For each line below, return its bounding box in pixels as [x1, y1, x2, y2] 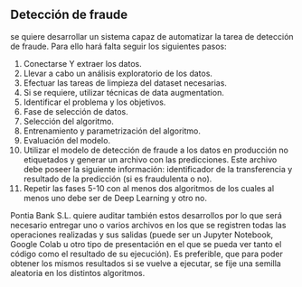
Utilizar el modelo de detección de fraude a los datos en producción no [23, 144, 288, 155]
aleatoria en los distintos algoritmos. [10, 267, 146, 278]
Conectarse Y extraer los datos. [23, 58, 143, 69]
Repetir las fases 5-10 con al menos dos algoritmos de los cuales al [23, 182, 275, 193]
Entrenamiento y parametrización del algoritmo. [23, 125, 202, 136]
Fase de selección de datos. [23, 106, 129, 116]
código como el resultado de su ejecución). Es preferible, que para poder [10, 248, 283, 259]
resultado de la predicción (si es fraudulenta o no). [23, 173, 212, 184]
